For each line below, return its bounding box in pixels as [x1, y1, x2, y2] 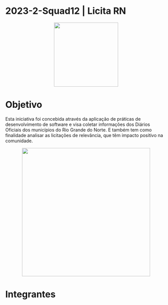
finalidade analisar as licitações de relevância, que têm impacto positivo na [5, 132, 163, 138]
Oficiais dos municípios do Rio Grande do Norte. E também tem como [5, 126, 152, 133]
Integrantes [5, 289, 56, 300]
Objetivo [5, 99, 43, 110]
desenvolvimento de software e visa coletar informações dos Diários [5, 121, 150, 127]
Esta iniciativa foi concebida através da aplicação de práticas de [5, 116, 141, 122]
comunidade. [5, 138, 33, 144]
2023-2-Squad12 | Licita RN [5, 5, 127, 17]
